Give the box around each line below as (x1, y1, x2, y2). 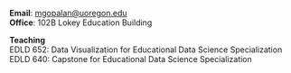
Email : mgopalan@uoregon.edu (9, 8, 128, 18)
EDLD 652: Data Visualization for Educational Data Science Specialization (9, 44, 283, 55)
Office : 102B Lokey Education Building (9, 17, 153, 28)
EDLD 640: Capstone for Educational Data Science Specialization (9, 54, 253, 64)
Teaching (9, 35, 46, 45)
